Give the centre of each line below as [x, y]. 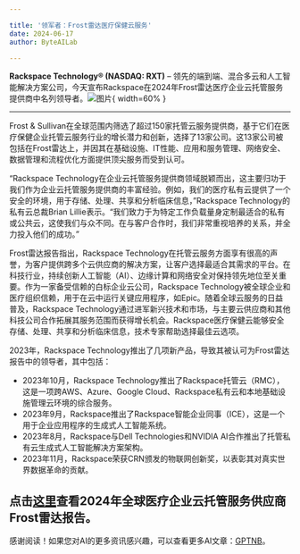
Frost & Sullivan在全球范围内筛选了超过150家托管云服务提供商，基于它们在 [146, 126]
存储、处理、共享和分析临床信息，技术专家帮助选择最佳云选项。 [126, 332]
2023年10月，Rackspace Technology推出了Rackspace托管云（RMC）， [153, 381]
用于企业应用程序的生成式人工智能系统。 [96, 425]
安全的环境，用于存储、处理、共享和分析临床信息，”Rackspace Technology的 [150, 201]
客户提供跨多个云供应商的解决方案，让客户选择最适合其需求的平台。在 [162, 264]
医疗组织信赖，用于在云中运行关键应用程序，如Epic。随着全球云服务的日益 [146, 298]
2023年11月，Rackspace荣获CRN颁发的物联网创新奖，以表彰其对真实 [150, 459]
